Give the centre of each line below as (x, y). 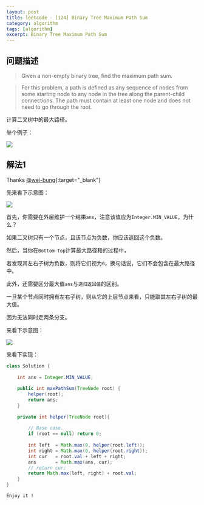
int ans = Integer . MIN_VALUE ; (56, 377)
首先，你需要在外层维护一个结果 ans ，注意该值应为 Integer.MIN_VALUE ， (95, 217)
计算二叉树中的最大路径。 (38, 119)
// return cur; (47, 468)
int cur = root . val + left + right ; (77, 456)
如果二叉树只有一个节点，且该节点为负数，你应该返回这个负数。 (86, 237)
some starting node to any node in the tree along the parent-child (103, 94)
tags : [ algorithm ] (29, 29)
